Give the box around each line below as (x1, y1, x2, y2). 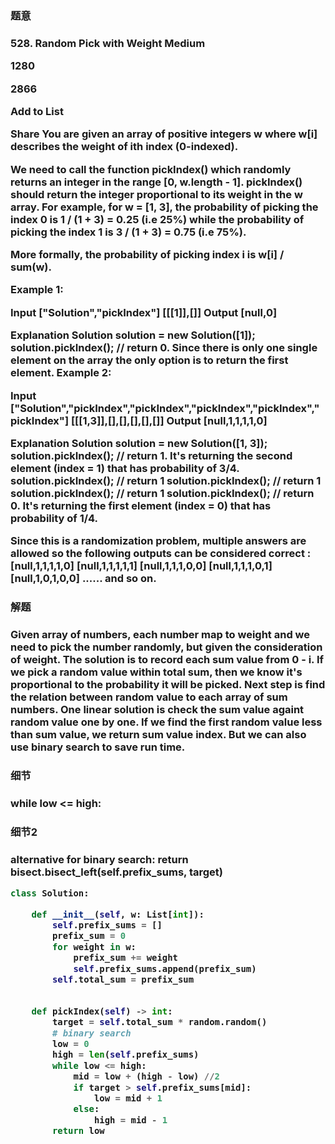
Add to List (10, 104, 64, 118)
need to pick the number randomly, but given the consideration (10, 640, 323, 654)
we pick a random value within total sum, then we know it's (10, 665, 303, 679)
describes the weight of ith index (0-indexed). (10, 140, 239, 154)
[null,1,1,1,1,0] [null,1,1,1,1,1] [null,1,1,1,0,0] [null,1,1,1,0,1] (10, 559, 273, 573)
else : (73, 1103, 100, 1115)
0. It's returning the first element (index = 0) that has (10, 498, 272, 512)
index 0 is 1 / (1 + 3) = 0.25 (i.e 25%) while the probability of (10, 212, 305, 226)
